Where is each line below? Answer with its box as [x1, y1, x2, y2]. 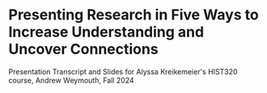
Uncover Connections [8, 40, 159, 58]
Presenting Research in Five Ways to [8, 6, 259, 24]
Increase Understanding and [8, 23, 205, 41]
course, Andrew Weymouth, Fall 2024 [8, 75, 135, 85]
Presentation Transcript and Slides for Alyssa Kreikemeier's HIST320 [8, 66, 238, 76]
